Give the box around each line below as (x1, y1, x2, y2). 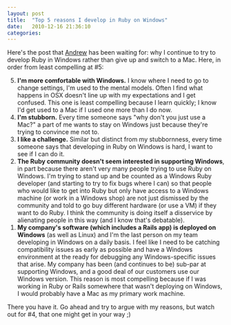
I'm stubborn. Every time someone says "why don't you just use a (17, 113, 205, 122)
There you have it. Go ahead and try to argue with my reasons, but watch (7, 303, 215, 311)
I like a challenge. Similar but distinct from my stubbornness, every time (17, 136, 222, 144)
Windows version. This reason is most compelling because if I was (17, 275, 207, 284)
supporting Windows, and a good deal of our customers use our (17, 268, 200, 276)
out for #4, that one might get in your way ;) (7, 310, 131, 319)
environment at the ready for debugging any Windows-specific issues (17, 253, 216, 261)
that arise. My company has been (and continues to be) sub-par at (17, 260, 207, 268)
